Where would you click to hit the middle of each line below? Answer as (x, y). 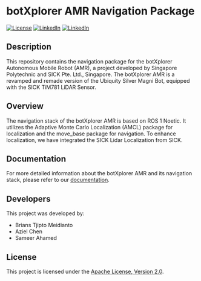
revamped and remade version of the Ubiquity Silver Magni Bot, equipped (98, 80)
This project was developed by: (45, 213)
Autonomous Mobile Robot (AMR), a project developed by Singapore (92, 68)
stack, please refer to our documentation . (58, 180)
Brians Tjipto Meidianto (44, 225)
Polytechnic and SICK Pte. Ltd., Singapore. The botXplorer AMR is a (91, 74)
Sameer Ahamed (36, 238)
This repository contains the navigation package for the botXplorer (89, 61)
